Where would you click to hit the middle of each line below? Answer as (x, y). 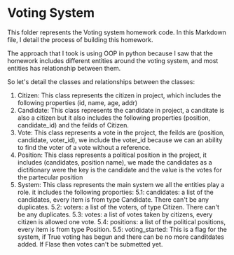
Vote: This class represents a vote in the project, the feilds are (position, (121, 132)
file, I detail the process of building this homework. (80, 39)
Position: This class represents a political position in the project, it (112, 155)
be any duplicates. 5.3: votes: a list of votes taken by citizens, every (115, 214)
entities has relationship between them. (64, 68)
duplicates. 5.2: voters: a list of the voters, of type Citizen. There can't (118, 207)
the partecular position (50, 177)
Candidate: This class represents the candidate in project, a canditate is (121, 110)
